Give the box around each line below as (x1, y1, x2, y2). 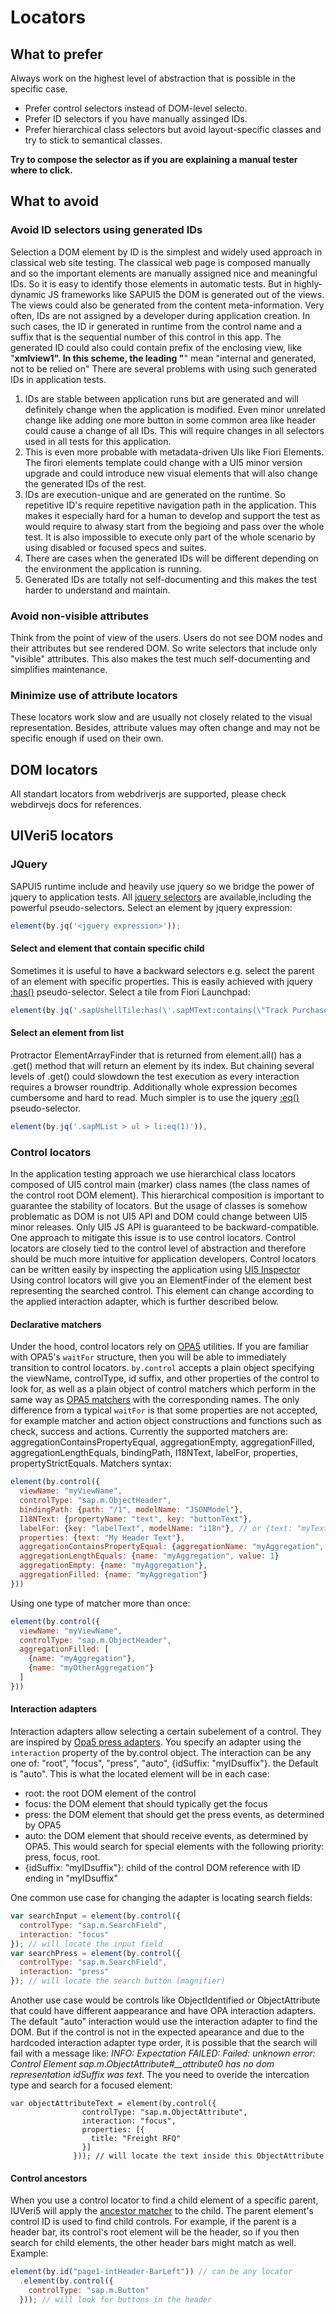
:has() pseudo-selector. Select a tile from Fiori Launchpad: (10, 986, 251, 998)
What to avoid (10, 193, 99, 210)
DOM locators (10, 761, 98, 778)
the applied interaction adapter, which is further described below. (10, 1296, 280, 1308)
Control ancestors (10, 2172, 88, 2184)
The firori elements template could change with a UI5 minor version (24, 456, 303, 468)
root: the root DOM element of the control (24, 1787, 197, 1800)
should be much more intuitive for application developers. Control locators (10, 1253, 317, 1265)
